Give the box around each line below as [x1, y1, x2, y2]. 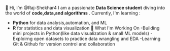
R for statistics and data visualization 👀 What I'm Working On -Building [12, 25, 160, 31]
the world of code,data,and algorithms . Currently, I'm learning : [5, 10, 141, 16]
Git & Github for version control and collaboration [12, 41, 115, 47]
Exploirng [12, 35, 33, 41]
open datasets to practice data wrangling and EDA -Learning [33, 35, 161, 41]
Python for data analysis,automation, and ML [12, 20, 108, 25]
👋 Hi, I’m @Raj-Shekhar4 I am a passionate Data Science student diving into [5, 5, 165, 10]
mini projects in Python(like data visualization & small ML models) [12, 30, 150, 36]
